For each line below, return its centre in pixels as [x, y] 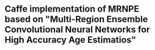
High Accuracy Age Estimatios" [70, 40]
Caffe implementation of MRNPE [72, 9]
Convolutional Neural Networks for [77, 30]
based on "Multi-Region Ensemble [76, 19]
